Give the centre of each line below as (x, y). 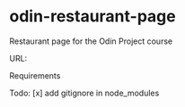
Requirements (35, 75)
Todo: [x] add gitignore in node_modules (84, 93)
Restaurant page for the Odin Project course (91, 41)
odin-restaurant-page (93, 16)
